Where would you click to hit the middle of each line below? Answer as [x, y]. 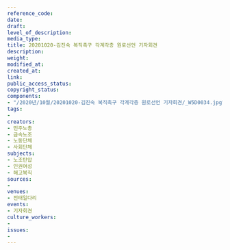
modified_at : [26, 64]
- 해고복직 [20, 173]
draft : [16, 26]
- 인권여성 [20, 166]
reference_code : [30, 13]
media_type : [24, 39]
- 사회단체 [20, 147]
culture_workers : [32, 217]
